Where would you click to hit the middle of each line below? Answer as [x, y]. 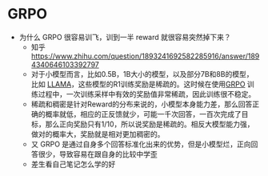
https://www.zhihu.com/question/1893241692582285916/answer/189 [145, 56]
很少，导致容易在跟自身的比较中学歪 [98, 154]
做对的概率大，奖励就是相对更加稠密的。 [98, 134]
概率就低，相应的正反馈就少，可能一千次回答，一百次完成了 [143, 114]
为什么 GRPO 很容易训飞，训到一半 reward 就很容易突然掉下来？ [125, 37]
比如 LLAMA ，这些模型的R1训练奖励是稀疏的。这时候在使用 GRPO [138, 84]
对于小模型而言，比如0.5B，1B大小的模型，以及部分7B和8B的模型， [142, 74]
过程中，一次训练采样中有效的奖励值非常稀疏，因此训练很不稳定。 [147, 94]
